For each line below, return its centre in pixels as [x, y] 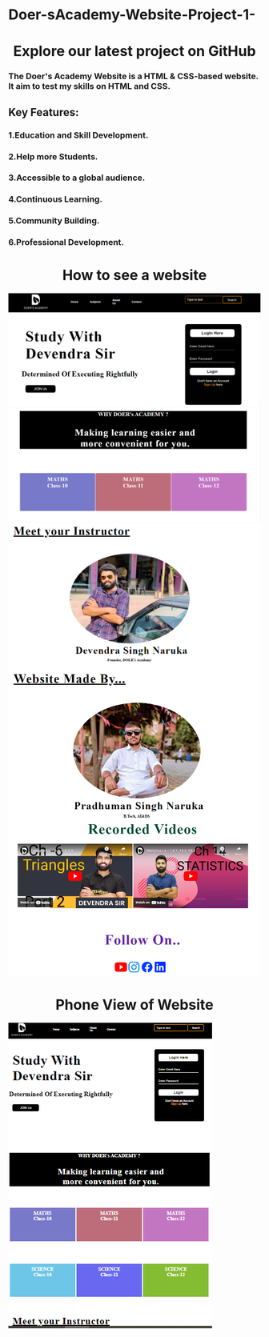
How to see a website [134, 276]
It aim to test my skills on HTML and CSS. [89, 86]
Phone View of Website [134, 1005]
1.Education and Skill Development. [78, 135]
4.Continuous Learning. [55, 199]
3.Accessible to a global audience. [77, 178]
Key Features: [44, 112]
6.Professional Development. [66, 242]
